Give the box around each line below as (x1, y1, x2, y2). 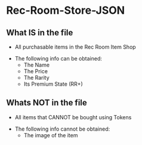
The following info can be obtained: (14, 55, 103, 62)
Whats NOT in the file (6, 98, 88, 108)
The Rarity (23, 74, 50, 81)
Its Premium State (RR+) (23, 80, 84, 87)
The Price (23, 68, 48, 75)
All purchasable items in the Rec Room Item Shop (14, 43, 136, 50)
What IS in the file (6, 28, 73, 38)
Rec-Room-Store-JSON (6, 4, 125, 17)
